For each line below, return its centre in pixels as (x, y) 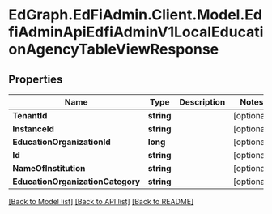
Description (202, 102)
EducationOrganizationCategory (76, 182)
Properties (36, 79)
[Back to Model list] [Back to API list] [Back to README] (101, 201)
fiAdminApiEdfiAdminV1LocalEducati (136, 32)
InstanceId (34, 129)
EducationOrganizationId (62, 142)
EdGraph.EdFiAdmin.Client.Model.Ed (136, 15)
